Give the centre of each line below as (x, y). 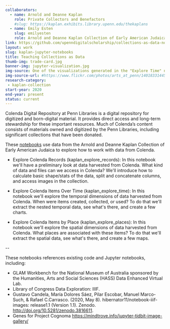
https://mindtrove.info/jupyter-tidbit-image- (117, 316)
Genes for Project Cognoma (41, 316)
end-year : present (25, 94)
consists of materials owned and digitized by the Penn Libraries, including (82, 130)
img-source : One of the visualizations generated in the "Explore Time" (83, 71)
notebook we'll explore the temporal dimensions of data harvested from (87, 196)
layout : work (19, 47)
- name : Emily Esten (31, 29)
